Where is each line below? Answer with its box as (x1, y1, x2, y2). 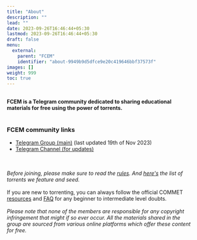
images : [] (7, 64, 34, 70)
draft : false (7, 36, 39, 42)
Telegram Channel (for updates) (15, 146, 94, 153)
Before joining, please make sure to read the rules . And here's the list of (7, 170, 183, 177)
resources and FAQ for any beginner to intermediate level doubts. (7, 195, 167, 202)
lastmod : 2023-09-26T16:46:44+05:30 (7, 31, 98, 37)
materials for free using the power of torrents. (7, 104, 123, 112)
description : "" (7, 14, 47, 20)
